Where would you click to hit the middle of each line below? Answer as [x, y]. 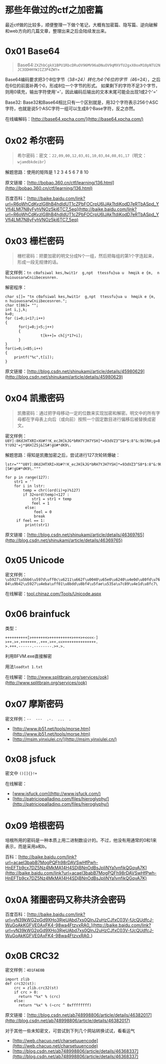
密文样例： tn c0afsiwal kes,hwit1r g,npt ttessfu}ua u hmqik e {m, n [82, 272]
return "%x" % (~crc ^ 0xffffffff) [55, 1005]
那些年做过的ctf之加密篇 [54, 10]
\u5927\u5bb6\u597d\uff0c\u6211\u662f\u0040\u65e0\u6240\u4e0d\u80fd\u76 [83, 579]
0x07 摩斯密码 [34, 704]
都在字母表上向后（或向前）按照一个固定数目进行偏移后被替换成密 [89, 419]
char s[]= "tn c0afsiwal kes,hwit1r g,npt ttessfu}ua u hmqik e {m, [80, 297]
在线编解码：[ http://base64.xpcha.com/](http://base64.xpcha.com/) [74, 119]
